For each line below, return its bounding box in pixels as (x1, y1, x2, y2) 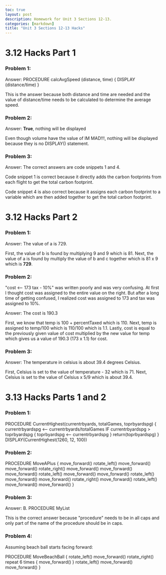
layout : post (5, 12, 32, 17)
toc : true (5, 7, 26, 12)
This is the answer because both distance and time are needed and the (5, 91, 150, 97)
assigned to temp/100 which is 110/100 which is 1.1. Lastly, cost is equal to (5, 325, 155, 331)
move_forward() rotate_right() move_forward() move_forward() (5, 466, 133, 472)
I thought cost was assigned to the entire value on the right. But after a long (5, 290, 160, 296)
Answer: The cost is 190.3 (5, 310, 58, 316)
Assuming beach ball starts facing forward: (5, 544, 93, 550)
